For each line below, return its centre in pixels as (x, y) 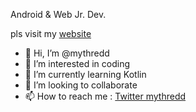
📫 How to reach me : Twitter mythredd (105, 96)
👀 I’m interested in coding (77, 63)
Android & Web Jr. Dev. (58, 14)
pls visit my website (51, 33)
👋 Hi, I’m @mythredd (67, 53)
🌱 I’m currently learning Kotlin (85, 74)
